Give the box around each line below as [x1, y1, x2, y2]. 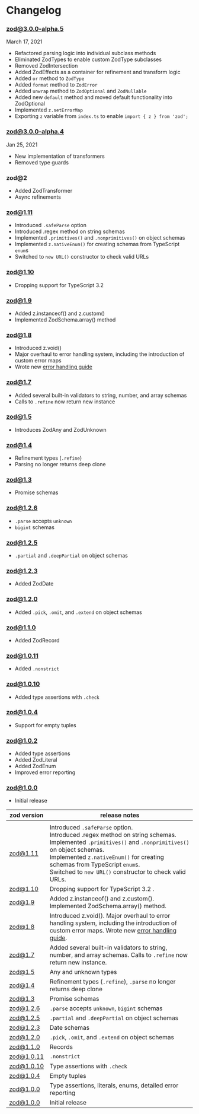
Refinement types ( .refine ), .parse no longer [49, 978, 176, 986]
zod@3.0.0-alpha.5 [6, 25, 64, 33]
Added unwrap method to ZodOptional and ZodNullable [14, 87, 147, 95]
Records [49, 1043, 73, 1051]
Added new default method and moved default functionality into [14, 94, 173, 101]
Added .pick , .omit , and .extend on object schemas [14, 609, 142, 616]
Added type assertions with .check [14, 693, 99, 701]
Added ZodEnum [14, 763, 56, 770]
